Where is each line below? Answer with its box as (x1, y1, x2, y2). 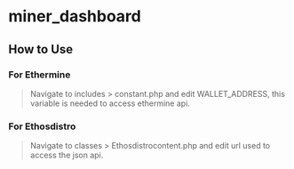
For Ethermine (8, 68, 71, 81)
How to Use (8, 42, 74, 57)
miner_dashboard (8, 6, 141, 27)
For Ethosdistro (8, 120, 76, 133)
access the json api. (29, 149, 104, 161)
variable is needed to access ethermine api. (29, 98, 190, 109)
